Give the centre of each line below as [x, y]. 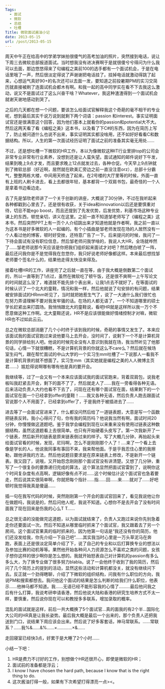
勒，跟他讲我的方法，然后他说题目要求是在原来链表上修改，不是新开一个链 [80, 455]
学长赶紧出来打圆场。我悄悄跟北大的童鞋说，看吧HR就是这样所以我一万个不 [81, 307]
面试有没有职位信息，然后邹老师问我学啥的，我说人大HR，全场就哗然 [88, 241]
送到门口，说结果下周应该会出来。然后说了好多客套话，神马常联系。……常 [80, 621]
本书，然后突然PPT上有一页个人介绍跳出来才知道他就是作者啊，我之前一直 [80, 223]
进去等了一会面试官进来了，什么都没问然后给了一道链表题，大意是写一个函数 [82, 412]
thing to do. [24, 676]
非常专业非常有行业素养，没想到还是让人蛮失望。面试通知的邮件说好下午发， [82, 157]
